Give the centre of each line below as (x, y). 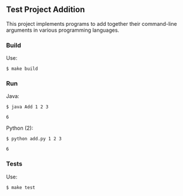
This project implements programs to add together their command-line (92, 23)
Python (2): (20, 128)
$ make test (21, 187)
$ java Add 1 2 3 (27, 107)
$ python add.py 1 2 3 (34, 139)
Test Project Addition (46, 10)
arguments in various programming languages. (63, 30)
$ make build (22, 69)
